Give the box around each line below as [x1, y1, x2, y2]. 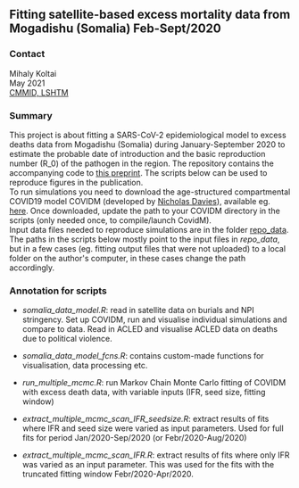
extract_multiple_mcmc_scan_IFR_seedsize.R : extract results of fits [21, 414, 270, 425]
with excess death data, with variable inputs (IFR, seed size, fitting [21, 387, 266, 398]
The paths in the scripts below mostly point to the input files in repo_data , [9, 234, 280, 244]
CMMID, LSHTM [9, 87, 69, 97]
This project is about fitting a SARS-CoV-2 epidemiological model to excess [9, 129, 287, 140]
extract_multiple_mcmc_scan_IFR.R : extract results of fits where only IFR [21, 450, 290, 460]
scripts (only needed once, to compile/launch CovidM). [9, 214, 212, 226]
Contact [9, 48, 46, 61]
